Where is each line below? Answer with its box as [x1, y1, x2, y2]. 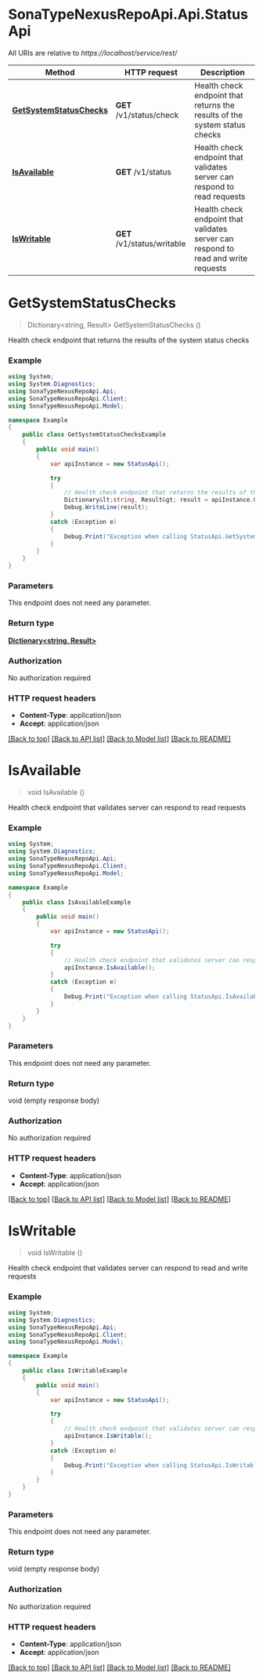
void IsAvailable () [27, 788, 85, 797]
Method [45, 67, 75, 78]
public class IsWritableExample [22, 1367, 128, 1375]
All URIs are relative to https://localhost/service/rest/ [8, 48, 178, 57]
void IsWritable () [27, 1247, 83, 1257]
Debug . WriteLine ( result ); [63, 503, 149, 511]
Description [200, 67, 245, 78]
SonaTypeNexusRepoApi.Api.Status [8, 5, 249, 24]
